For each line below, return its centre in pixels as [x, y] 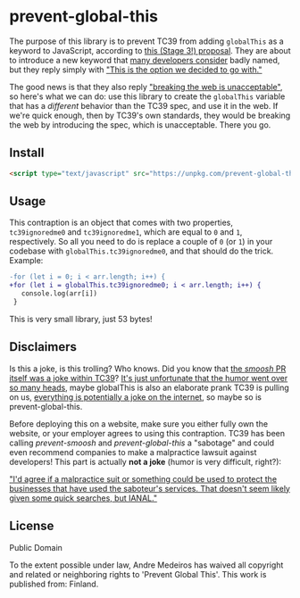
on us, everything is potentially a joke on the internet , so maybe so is [135, 397]
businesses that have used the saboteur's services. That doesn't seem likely [150, 488]
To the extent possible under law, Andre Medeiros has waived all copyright [146, 565]
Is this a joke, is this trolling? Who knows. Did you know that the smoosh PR [148, 369]
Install [27, 153]
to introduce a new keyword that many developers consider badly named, [145, 60]
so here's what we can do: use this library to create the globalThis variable [147, 96]
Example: [26, 261]
